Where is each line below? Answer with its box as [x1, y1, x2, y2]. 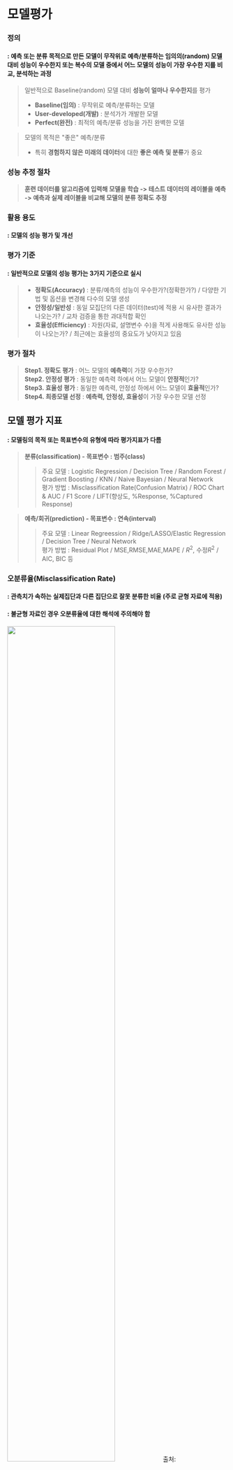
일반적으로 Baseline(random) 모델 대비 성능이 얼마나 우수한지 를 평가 [24, 86, 211, 94]
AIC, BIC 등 [41, 554, 74, 563]
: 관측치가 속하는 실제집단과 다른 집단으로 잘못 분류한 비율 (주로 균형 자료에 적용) [7, 592, 223, 601]
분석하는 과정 [16, 69, 52, 78]
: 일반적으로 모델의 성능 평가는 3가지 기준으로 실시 [7, 269, 142, 277]
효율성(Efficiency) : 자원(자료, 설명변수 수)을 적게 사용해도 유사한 [34, 321, 213, 329]
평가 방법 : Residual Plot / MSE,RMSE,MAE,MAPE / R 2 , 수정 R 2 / [41, 545, 219, 554]
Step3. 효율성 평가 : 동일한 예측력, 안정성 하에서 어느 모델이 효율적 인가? [24, 383, 220, 392]
